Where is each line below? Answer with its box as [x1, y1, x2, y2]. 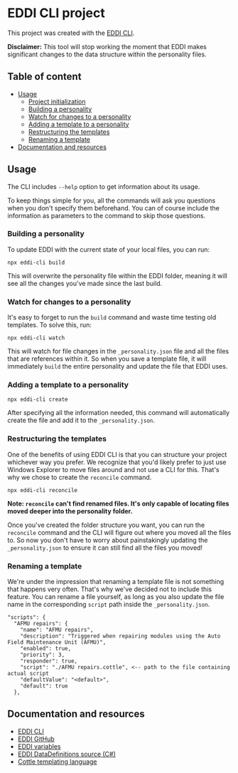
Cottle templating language [17, 757, 97, 766]
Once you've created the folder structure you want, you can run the [7, 521, 205, 529]
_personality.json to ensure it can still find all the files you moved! [7, 543, 203, 552]
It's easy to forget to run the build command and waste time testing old [7, 313, 217, 322]
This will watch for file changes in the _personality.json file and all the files [7, 347, 229, 356]
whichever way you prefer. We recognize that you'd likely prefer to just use [7, 458, 227, 466]
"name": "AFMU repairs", [20, 626, 94, 634]
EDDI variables [17, 742, 61, 750]
